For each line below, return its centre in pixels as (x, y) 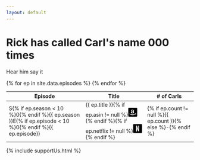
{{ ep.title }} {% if (105, 105)
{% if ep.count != (168, 108)
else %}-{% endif (169, 127)
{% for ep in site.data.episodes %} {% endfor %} (66, 83)
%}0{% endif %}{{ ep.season (44, 115)
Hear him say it (25, 72)
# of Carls (169, 96)
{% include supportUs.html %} (44, 151)
